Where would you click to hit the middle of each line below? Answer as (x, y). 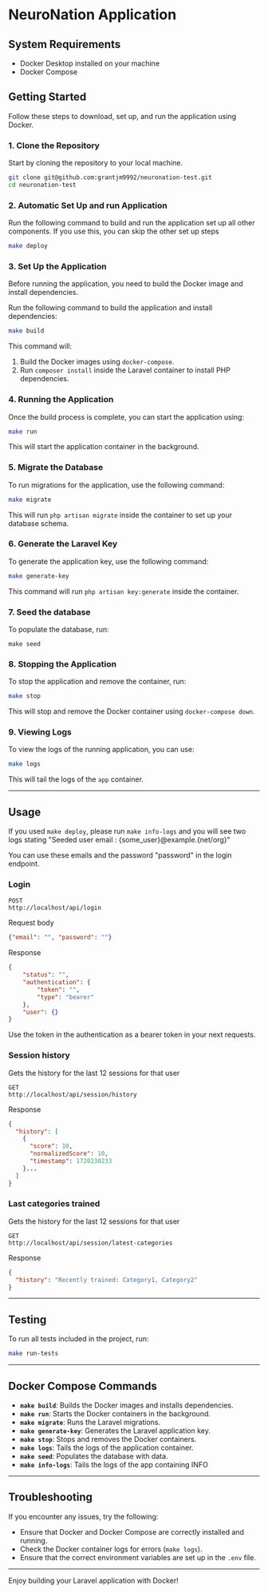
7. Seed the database (49, 611)
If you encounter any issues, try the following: (83, 1516)
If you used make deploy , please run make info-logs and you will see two (127, 831)
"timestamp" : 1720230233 (71, 1161)
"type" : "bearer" (65, 997)
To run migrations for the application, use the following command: (116, 484)
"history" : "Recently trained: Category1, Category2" (106, 1280)
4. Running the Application (61, 400)
